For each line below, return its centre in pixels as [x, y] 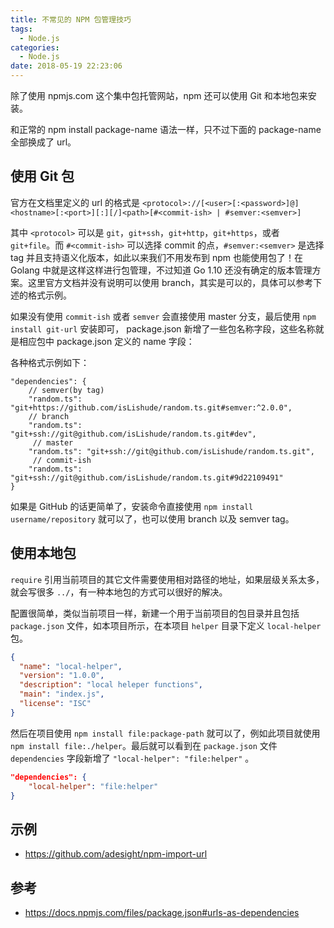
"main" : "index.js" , [62, 694]
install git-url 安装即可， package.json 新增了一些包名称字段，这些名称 [163, 328]
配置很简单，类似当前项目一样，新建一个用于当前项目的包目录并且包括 [155, 613]
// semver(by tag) [66, 390]
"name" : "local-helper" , [71, 666]
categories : [35, 47]
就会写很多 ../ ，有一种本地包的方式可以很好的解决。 [119, 592]
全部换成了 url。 [43, 142]
